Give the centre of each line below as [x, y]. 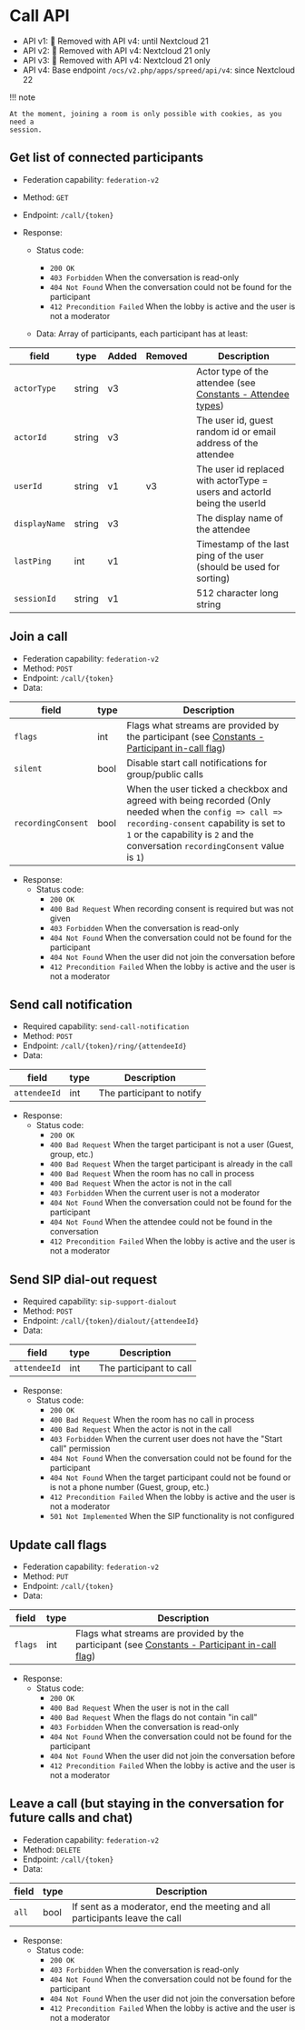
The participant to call [145, 1368]
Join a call [39, 637]
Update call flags [58, 1545]
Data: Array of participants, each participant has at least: [142, 334]
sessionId [35, 598]
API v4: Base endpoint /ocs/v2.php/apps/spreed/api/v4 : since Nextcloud [158, 70]
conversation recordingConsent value [206, 845]
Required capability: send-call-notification [106, 1026]
